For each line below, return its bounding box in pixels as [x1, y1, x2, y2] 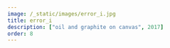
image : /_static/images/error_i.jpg [7, 10, 116, 18]
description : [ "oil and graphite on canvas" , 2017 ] [7, 23, 164, 30]
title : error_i [7, 17, 53, 24]
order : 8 [7, 30, 33, 37]
